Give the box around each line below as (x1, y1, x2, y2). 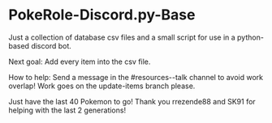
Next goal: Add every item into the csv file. (8, 57, 151, 66)
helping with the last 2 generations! (8, 105, 127, 115)
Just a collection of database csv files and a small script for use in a (8, 32, 235, 42)
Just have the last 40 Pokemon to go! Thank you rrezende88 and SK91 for (8, 96, 256, 106)
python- (236, 32, 264, 42)
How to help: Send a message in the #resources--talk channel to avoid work (8, 72, 264, 82)
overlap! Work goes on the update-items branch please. (8, 81, 196, 91)
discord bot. (31, 40, 71, 50)
